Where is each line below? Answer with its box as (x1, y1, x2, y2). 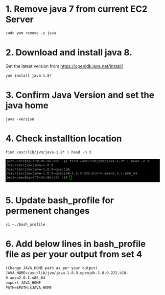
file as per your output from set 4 (5, 248, 142, 260)
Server (5, 14, 34, 25)
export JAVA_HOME (5, 280, 41, 285)
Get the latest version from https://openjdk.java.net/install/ (5, 63, 123, 69)
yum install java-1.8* (5, 73, 52, 78)
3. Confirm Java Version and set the (5, 90, 155, 101)
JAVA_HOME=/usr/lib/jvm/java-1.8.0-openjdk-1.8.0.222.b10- (5, 270, 129, 275)
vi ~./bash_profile (5, 222, 46, 227)
